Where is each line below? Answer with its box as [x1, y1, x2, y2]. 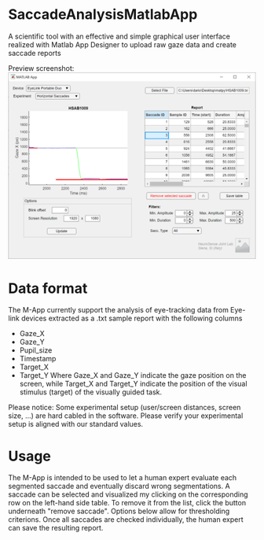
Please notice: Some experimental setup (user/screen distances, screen [8, 403, 241, 412]
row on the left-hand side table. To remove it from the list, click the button [8, 498, 246, 508]
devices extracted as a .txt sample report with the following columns [20, 313, 243, 324]
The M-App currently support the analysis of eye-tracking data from [8, 305, 229, 315]
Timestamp [19, 354, 57, 364]
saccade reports [8, 48, 61, 57]
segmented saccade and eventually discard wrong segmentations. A [8, 482, 230, 491]
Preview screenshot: [8, 63, 75, 72]
